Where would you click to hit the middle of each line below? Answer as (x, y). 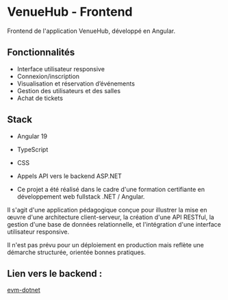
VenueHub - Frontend (70, 12)
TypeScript (33, 149)
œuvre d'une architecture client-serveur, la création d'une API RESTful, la (111, 217)
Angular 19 (32, 136)
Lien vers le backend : (55, 274)
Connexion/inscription (48, 76)
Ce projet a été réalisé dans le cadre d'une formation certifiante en (111, 189)
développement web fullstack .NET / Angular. (81, 197)
